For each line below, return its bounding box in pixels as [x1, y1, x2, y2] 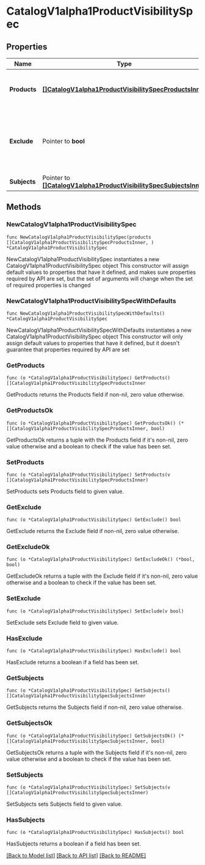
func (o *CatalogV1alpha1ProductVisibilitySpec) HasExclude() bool [6, 648, 182, 654]
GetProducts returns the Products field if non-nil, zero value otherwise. [6, 391, 185, 398]
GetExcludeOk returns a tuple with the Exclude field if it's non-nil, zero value [6, 572, 198, 580]
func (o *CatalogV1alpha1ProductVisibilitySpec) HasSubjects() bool [6, 830, 184, 836]
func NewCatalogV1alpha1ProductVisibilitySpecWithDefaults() [6, 310, 165, 317]
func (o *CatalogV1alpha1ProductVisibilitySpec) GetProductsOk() [6, 420, 176, 426]
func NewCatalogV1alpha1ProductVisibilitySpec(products [6, 234, 151, 240]
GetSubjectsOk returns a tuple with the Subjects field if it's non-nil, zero [6, 748, 187, 756]
